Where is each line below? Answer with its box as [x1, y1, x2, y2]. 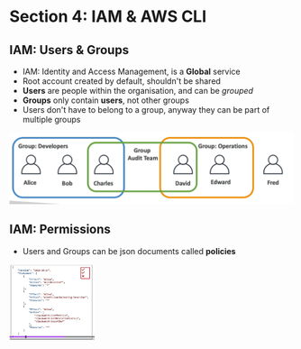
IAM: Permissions [9, 222, 111, 237]
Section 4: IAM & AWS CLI [9, 6, 207, 27]
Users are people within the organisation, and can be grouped [22, 86, 254, 96]
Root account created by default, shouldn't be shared [22, 76, 221, 87]
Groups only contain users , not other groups [22, 95, 189, 106]
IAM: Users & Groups [9, 42, 129, 58]
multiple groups [22, 115, 81, 124]
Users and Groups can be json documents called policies [22, 245, 236, 256]
